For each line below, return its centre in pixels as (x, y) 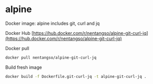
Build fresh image (24, 67)
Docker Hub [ (19, 33)
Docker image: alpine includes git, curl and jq (53, 23)
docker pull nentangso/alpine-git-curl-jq (51, 57)
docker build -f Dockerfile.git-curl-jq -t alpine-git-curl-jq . (76, 76)
